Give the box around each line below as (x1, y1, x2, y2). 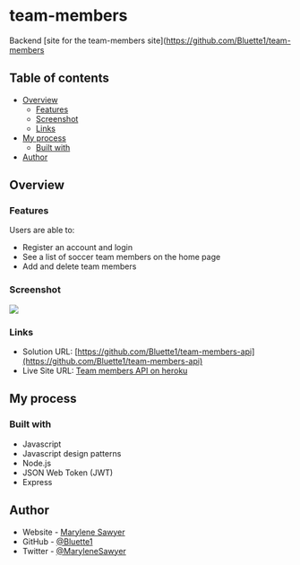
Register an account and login (21, 242, 133, 253)
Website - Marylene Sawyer (21, 526, 125, 537)
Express (21, 476, 53, 487)
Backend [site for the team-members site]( (9, 35, 167, 46)
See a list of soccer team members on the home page (21, 252, 221, 263)
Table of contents (9, 71, 109, 86)
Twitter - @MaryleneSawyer (21, 545, 127, 556)
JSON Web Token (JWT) (21, 467, 114, 478)
